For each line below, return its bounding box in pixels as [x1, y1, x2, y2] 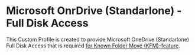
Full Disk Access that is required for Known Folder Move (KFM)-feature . [6, 42, 180, 49]
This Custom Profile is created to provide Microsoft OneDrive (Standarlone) [6, 36, 190, 43]
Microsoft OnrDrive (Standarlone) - [6, 4, 182, 18]
